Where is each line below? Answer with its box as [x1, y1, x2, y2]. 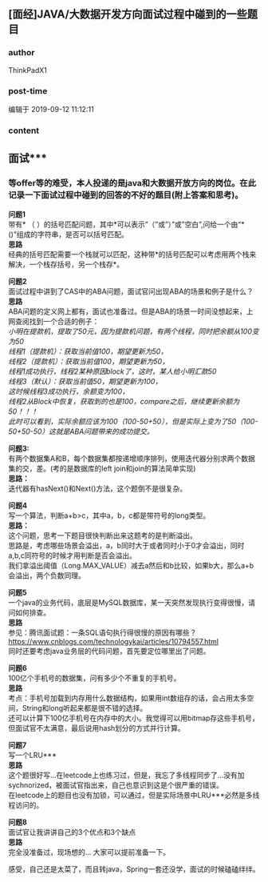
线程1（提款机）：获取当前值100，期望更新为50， [8, 347, 168, 356]
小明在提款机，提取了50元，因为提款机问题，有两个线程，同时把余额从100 [8, 327, 253, 336]
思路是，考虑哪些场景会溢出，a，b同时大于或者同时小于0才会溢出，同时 [8, 540, 245, 550]
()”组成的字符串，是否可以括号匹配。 [8, 229, 129, 239]
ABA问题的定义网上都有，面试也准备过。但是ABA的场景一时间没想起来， [8, 307, 246, 316]
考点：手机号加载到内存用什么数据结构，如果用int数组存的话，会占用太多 [8, 693, 247, 703]
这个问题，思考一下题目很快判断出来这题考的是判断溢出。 [8, 531, 197, 540]
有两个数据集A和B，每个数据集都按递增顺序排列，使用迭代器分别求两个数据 [8, 453, 255, 463]
